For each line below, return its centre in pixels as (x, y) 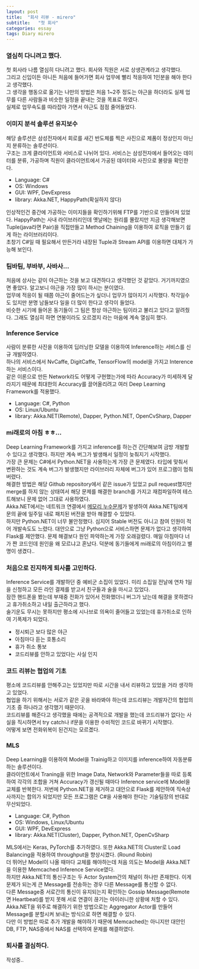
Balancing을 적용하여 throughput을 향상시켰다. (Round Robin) (79, 854)
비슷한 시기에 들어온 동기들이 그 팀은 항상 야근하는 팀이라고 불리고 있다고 (90, 310)
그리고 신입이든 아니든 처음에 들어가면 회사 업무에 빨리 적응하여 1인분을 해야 (94, 77)
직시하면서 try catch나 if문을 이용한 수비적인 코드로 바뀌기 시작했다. (95, 722)
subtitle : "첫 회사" (32, 23)
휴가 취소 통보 (31, 646)
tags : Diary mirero (30, 34)
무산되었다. (19, 804)
